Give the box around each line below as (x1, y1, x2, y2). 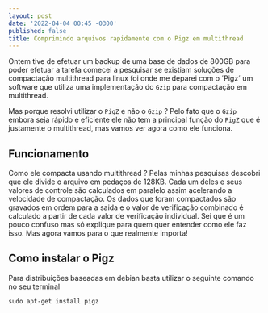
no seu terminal (8, 282, 61, 291)
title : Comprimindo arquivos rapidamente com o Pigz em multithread (8, 34, 244, 43)
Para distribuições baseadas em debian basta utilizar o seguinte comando (8, 273, 254, 282)
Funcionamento (8, 147, 90, 161)
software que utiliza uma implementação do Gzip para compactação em (8, 82, 248, 92)
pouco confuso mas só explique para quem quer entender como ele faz (8, 219, 247, 230)
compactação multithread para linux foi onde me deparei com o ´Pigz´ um (8, 73, 253, 83)
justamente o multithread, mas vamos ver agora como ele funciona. (8, 123, 233, 133)
